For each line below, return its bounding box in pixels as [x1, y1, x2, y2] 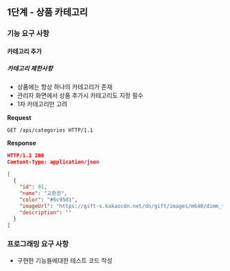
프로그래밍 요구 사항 [7, 239, 69, 249]
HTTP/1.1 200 [7, 152, 44, 159]
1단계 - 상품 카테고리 [7, 6, 88, 19]
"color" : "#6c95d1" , [19, 196, 78, 204]
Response [7, 139, 36, 147]
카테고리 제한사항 [7, 64, 53, 72]
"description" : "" [19, 209, 72, 216]
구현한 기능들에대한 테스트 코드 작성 [16, 256, 113, 264]
